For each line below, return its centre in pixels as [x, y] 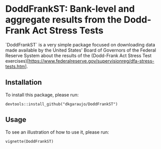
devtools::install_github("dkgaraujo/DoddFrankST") [62, 104]
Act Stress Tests [68, 31]
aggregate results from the [64, 20]
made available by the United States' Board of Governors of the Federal [81, 50]
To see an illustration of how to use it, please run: [57, 132]
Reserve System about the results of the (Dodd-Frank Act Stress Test [78, 55]
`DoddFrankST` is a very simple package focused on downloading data [80, 44]
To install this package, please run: [42, 94]
